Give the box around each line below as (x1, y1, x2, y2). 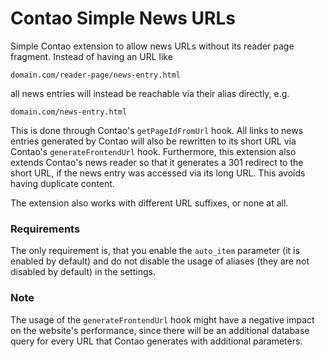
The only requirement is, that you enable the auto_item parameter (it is (10, 245, 300, 257)
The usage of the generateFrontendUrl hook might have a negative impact (10, 313, 315, 326)
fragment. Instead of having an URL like (10, 50, 173, 62)
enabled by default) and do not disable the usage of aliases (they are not (10, 255, 310, 267)
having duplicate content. (10, 177, 115, 189)
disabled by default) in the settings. (10, 266, 156, 278)
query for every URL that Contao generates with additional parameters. (10, 335, 303, 347)
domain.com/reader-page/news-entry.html (10, 70, 182, 80)
